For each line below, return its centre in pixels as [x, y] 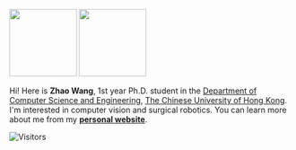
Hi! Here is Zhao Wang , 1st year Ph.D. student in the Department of [133, 91]
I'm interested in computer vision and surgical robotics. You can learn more [148, 110]
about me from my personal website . [78, 119]
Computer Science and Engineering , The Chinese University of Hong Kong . [148, 100]
